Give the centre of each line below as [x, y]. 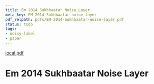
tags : [11, 29]
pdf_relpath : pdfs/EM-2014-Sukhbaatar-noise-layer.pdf [65, 19]
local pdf [15, 53]
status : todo [19, 24]
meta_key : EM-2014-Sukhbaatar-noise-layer [51, 15]
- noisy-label [20, 34]
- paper [14, 39]
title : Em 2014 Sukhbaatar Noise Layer [48, 10]
